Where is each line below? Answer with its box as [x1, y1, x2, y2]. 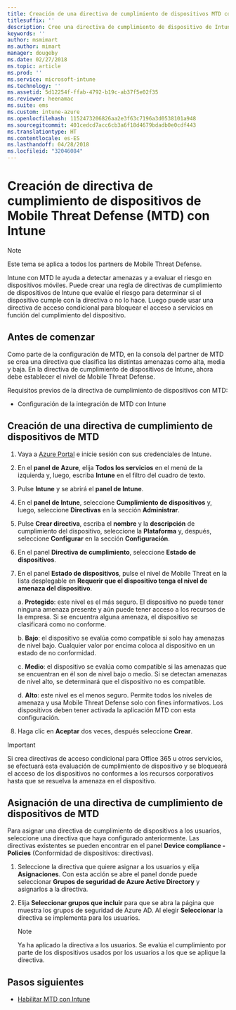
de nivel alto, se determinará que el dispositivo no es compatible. [17, 677, 206, 686]
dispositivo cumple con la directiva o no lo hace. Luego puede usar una [7, 296, 214, 304]
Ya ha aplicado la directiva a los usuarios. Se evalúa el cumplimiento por [17, 941, 227, 949]
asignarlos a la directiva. [17, 885, 88, 894]
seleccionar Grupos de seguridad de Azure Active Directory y [17, 878, 200, 886]
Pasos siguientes [7, 976, 84, 988]
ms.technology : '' [7, 82, 61, 89]
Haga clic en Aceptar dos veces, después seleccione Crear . [17, 726, 193, 736]
